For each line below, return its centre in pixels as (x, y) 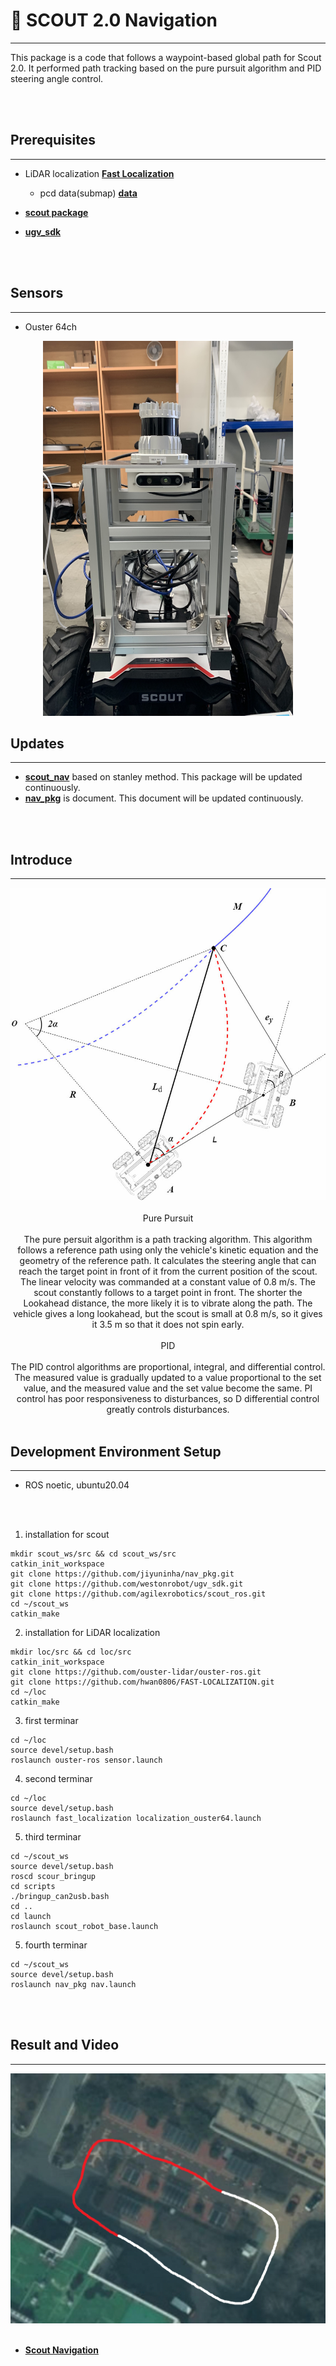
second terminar (58, 1778)
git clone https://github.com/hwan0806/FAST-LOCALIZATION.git (142, 1682)
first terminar (51, 1720)
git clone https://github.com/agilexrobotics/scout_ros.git (138, 1594)
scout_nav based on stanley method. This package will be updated (163, 777)
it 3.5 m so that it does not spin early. (168, 1325)
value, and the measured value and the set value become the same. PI (168, 1388)
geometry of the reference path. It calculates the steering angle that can (168, 1261)
